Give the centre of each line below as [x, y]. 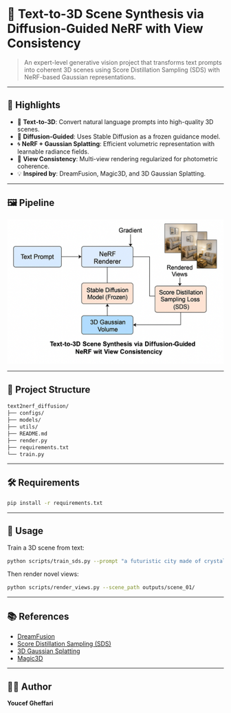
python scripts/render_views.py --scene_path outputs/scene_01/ [101, 588]
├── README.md [27, 434]
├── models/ [24, 420]
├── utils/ [23, 427]
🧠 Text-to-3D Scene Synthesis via [106, 14]
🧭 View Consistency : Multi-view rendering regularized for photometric [117, 158]
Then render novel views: [43, 574]
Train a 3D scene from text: [46, 548]
